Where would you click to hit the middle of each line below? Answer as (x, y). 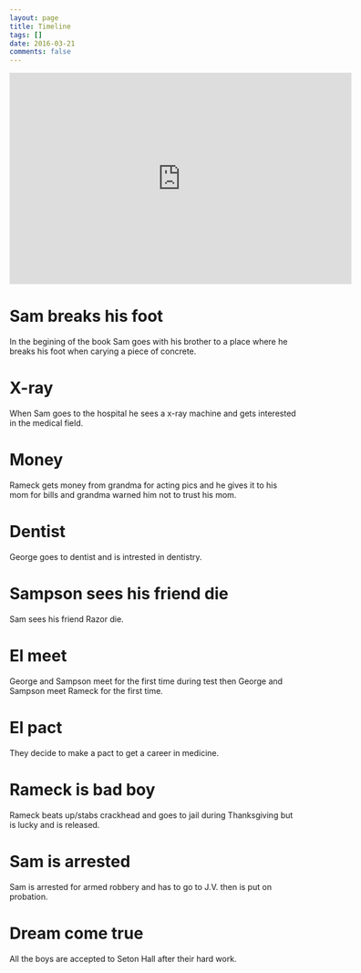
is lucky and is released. (55, 824)
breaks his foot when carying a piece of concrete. (103, 351)
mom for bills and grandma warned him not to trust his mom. (123, 494)
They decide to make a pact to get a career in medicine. (114, 752)
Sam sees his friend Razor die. (67, 619)
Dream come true (77, 933)
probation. (29, 896)
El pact (36, 727)
